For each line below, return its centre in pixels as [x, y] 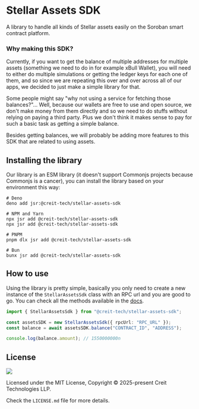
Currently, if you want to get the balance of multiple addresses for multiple [97, 62]
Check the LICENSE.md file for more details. [58, 401]
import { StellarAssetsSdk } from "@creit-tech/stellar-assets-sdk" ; [94, 311]
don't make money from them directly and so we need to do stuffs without [97, 111]
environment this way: [33, 188]
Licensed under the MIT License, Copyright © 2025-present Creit [86, 383]
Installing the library [44, 160]
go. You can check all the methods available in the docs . [75, 301]
